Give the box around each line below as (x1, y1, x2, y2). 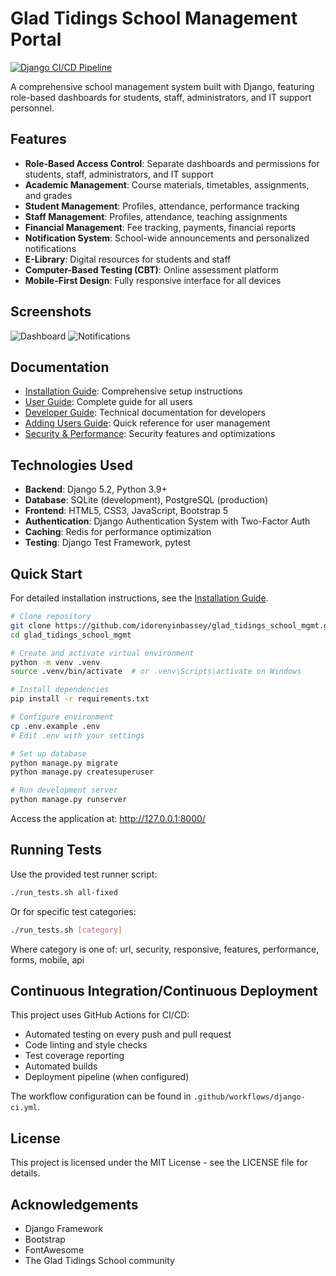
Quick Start (10, 565, 83, 582)
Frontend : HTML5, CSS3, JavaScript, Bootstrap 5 (24, 505, 229, 517)
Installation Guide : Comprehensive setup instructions (24, 385, 243, 397)
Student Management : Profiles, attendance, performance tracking (24, 200, 300, 212)
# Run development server (10, 785, 118, 796)
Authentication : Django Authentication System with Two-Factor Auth (24, 515, 311, 527)
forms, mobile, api (10, 953, 85, 966)
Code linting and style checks (24, 1039, 148, 1051)
